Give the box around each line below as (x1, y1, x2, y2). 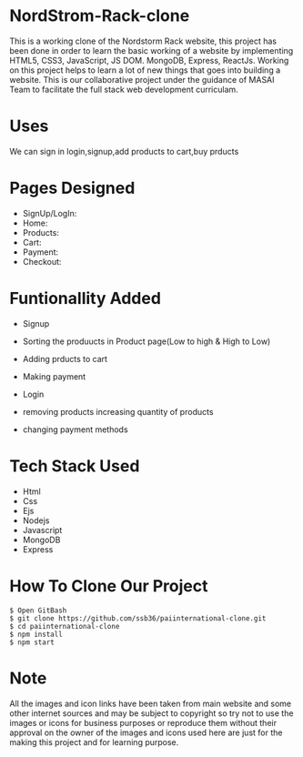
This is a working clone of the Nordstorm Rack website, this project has (9, 35, 278, 46)
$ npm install (9, 630, 64, 639)
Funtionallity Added (9, 288, 162, 308)
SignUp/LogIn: (22, 207, 77, 218)
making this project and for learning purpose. (9, 736, 179, 747)
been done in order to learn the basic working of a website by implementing (9, 45, 294, 56)
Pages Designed (9, 178, 136, 198)
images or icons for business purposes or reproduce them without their (9, 717, 278, 728)
